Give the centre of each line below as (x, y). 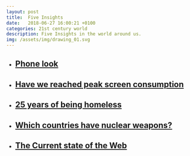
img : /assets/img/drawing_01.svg (48, 40)
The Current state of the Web (71, 145)
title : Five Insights (35, 17)
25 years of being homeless (68, 105)
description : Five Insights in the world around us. (74, 34)
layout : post (23, 12)
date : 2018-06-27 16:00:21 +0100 (51, 23)
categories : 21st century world (47, 28)
